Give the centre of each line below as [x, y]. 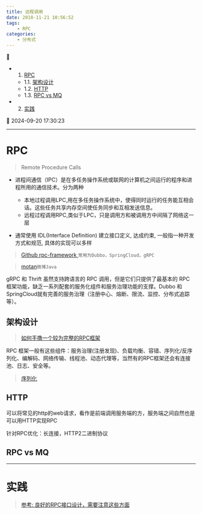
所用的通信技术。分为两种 [52, 187]
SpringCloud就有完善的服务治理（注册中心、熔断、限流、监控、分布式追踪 [98, 294]
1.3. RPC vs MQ [43, 95]
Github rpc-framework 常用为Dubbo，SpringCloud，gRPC [87, 255]
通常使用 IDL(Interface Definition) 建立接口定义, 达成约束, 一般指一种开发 [104, 235]
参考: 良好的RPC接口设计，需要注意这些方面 [75, 505]
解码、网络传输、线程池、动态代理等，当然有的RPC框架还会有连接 [109, 358]
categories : [21, 34]
